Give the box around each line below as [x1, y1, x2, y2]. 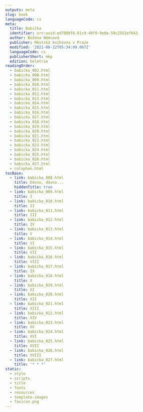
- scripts [10, 376, 30, 381]
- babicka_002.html [10, 68, 51, 73]
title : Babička [10, 26, 42, 31]
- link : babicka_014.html [10, 236, 64, 241]
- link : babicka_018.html [10, 273, 64, 279]
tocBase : [5, 171, 24, 176]
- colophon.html [10, 166, 44, 171]
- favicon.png [10, 399, 39, 404]
